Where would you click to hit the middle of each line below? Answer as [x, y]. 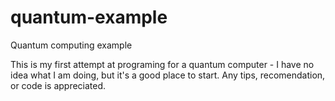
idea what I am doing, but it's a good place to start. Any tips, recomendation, [168, 75]
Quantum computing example [71, 45]
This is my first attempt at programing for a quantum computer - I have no [162, 64]
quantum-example [89, 17]
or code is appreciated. [58, 85]
